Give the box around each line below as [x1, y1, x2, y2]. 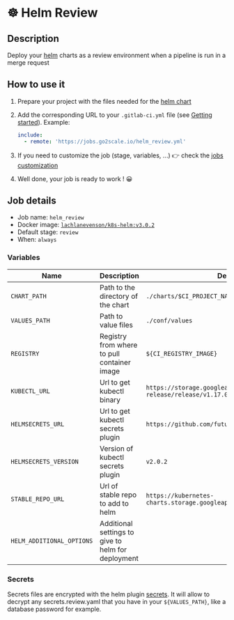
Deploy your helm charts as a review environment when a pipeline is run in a [7, 51, 226, 59]
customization [17, 161, 58, 169]
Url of [100, 481, 118, 490]
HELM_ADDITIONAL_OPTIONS [10, 536, 93, 545]
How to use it [7, 79, 65, 91]
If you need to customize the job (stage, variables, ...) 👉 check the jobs [17, 151, 224, 160]
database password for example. [7, 605, 102, 613]
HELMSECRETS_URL [10, 420, 65, 428]
